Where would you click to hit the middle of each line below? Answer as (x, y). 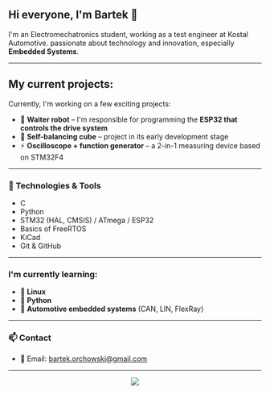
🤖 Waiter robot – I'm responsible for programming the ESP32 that (129, 119)
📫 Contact (30, 338)
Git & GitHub (41, 246)
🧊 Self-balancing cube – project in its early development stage (124, 136)
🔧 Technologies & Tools (55, 185)
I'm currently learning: (53, 274)
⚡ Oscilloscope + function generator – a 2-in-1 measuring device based (140, 145)
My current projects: (61, 84)
